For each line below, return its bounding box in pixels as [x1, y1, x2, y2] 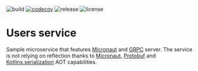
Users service [6, 27, 77, 40]
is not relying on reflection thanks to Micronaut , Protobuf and [6, 52, 156, 59]
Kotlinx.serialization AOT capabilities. [6, 58, 97, 65]
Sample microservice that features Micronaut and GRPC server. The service [6, 46, 193, 53]
